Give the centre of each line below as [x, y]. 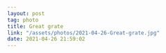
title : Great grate [35, 26]
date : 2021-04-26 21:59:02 [46, 39]
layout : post [26, 13]
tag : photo [23, 20]
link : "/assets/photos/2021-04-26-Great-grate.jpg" [83, 33]
